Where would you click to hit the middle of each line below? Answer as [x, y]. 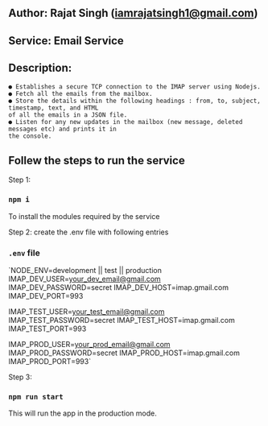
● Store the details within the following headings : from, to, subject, [135, 101]
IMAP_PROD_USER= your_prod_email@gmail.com [89, 344]
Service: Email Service [66, 41]
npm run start [36, 397]
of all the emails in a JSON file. [68, 115]
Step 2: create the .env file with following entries [89, 232]
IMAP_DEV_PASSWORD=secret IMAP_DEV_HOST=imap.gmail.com [119, 287]
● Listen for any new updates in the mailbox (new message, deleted [126, 122]
